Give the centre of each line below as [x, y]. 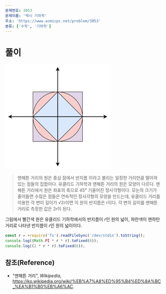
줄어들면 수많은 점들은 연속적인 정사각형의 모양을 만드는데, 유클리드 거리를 [89, 196]
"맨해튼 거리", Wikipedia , [37, 276]
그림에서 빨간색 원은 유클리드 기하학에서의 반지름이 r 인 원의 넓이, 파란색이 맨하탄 [83, 219]
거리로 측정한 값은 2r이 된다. [45, 209]
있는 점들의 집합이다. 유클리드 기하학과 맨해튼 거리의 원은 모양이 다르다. [86, 184]
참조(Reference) [30, 263]
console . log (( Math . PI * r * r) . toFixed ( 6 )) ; [52, 241]
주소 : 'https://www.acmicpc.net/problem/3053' [53, 21]
